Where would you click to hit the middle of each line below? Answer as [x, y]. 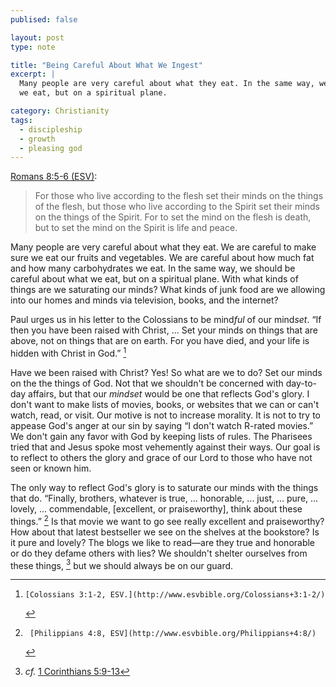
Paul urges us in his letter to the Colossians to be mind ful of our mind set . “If [166, 320]
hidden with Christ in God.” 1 [68, 352]
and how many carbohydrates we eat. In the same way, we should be [153, 268]
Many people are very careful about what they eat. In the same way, [167, 84]
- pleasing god [51, 148]
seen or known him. [51, 468]
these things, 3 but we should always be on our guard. [122, 564]
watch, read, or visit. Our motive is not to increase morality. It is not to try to [166, 415]
